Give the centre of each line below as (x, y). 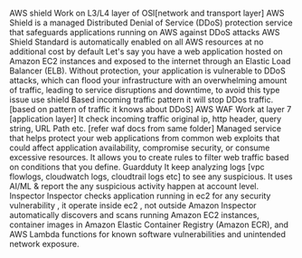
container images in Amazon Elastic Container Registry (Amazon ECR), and (149, 225)
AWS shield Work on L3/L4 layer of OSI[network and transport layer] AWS (147, 13)
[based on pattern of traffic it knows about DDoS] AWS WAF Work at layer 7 (151, 109)
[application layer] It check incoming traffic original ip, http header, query (146, 119)
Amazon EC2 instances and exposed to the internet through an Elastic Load (150, 61)
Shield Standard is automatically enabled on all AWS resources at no (137, 42)
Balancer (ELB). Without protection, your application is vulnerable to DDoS (148, 71)
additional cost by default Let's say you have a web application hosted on (146, 52)
